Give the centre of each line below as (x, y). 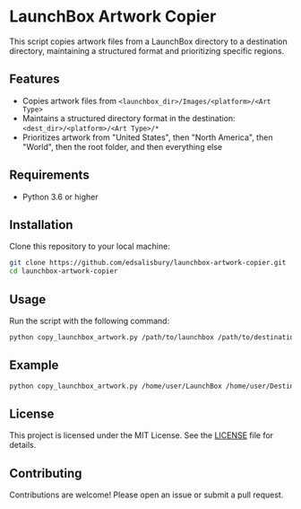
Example (34, 365)
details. (23, 445)
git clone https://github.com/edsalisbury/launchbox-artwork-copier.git (148, 263)
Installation (41, 225)
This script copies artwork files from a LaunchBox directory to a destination (149, 41)
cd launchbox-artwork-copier (64, 271)
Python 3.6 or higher (60, 197)
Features (34, 79)
